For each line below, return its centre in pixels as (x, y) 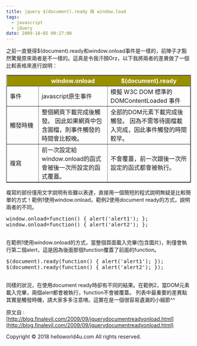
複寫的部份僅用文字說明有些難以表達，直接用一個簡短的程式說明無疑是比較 (96, 192)
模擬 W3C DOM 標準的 (142, 92)
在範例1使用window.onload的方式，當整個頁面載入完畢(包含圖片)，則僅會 (94, 242)
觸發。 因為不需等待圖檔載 (147, 121)
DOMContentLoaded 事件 (145, 101)
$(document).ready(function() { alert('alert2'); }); (85, 267)
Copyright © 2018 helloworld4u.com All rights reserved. (74, 337)
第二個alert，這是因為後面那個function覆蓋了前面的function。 (85, 250)
